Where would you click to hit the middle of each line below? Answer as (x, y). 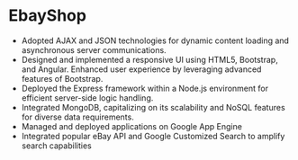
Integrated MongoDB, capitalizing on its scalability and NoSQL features (153, 107)
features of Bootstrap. (62, 78)
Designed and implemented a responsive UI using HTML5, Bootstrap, (149, 59)
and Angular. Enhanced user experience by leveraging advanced (141, 69)
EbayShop (48, 16)
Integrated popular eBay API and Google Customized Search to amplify (153, 136)
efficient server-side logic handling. (87, 98)
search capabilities (56, 146)
